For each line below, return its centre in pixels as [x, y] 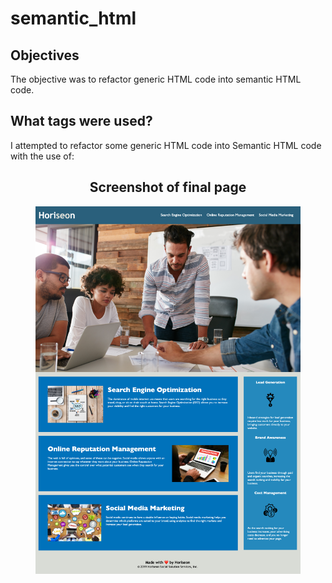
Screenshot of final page [168, 187]
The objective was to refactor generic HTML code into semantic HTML [156, 79]
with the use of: [42, 156]
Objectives [45, 55]
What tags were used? [81, 121]
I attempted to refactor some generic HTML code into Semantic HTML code [166, 145]
